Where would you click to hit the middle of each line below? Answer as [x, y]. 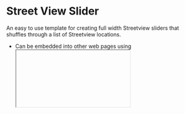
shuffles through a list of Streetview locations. [64, 34]
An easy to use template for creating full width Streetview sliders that [93, 28]
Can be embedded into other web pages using [73, 46]
